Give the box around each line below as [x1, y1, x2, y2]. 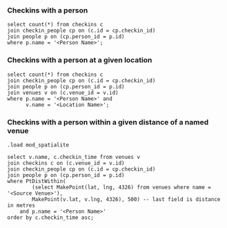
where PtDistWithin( [7, 178, 67, 184]
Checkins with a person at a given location [7, 55, 152, 65]
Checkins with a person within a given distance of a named [7, 117, 209, 126]
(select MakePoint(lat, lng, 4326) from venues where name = [32, 184, 212, 191]
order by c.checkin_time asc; [7, 213, 95, 221]
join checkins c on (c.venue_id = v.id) [7, 160, 126, 167]
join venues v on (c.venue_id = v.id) [7, 89, 119, 96]
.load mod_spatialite [7, 141, 70, 149]
